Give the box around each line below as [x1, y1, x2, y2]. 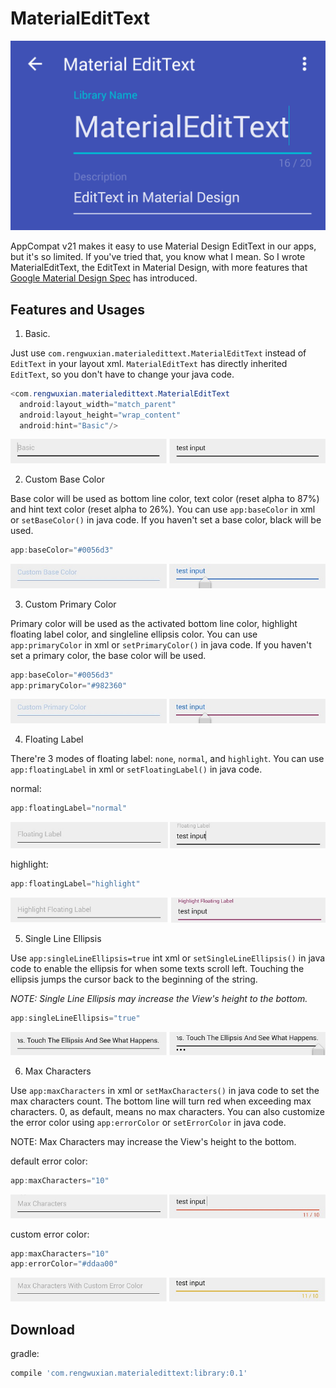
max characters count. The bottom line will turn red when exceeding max [10, 1095, 312, 1107]
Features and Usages [10, 301, 146, 318]
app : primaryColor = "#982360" [10, 680, 128, 691]
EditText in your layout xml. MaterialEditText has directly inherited [10, 357, 288, 369]
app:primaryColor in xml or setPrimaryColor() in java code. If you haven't [10, 638, 312, 651]
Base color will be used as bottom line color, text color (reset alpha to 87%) [10, 493, 320, 505]
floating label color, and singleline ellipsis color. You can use [10, 628, 258, 640]
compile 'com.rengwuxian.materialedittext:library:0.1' [10, 1368, 248, 1379]
